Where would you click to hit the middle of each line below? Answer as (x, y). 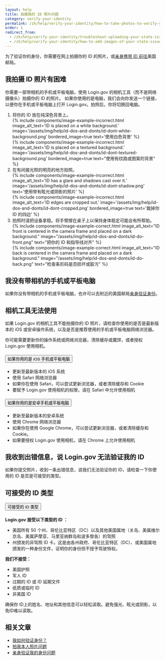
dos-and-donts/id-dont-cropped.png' (50, 208)
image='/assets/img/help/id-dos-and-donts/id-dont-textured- (75, 152)
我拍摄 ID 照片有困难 (36, 79)
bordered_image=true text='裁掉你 (124, 208)
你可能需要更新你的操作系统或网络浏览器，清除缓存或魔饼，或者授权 (74, 340)
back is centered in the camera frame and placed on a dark (72, 253)
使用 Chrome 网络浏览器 (37, 422)
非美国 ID (21, 594)
